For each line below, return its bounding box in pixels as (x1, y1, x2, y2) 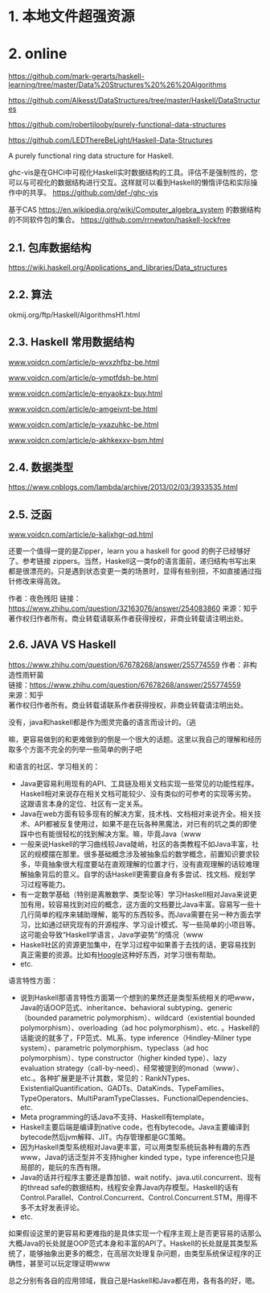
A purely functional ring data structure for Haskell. (8, 151, 174, 161)
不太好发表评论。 (27, 1203, 84, 1212)
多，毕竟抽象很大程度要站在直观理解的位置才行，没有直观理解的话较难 (19, 860, 253, 868)
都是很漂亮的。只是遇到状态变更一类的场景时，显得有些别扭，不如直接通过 (8, 566, 255, 576)
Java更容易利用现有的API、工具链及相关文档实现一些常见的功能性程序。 (19, 779, 259, 788)
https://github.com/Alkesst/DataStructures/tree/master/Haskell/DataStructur (8, 96, 261, 106)
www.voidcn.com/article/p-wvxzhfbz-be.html (8, 357, 160, 367)
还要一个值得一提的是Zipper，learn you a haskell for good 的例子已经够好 (8, 546, 252, 556)
